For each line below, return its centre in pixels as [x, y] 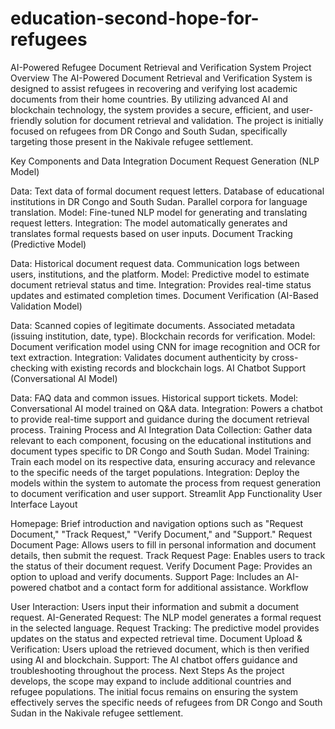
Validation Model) [46, 306]
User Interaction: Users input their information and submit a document [155, 606]
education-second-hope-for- [135, 18]
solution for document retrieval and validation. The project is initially [184, 120]
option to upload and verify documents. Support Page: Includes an [147, 576]
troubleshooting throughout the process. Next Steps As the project [147, 670]
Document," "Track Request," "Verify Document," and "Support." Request [161, 534]
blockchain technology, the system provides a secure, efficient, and [150, 109]
